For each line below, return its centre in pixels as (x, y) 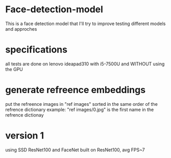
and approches (21, 29)
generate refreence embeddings (76, 90)
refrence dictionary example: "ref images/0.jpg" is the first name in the (80, 109)
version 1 (25, 136)
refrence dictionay (25, 115)
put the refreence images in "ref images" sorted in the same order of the (82, 104)
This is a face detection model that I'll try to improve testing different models (86, 24)
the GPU (14, 69)
